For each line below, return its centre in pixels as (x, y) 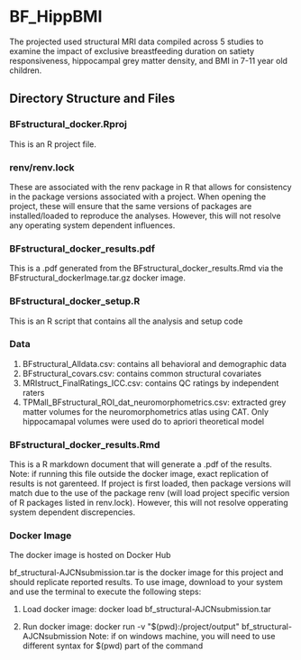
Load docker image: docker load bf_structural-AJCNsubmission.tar (147, 610)
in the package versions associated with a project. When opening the (138, 197)
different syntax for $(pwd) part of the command (113, 646)
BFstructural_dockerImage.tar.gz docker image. (98, 278)
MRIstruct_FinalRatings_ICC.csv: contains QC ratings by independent (150, 383)
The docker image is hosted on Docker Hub (90, 555)
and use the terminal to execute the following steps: (105, 591)
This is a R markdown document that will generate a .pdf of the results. (141, 464)
